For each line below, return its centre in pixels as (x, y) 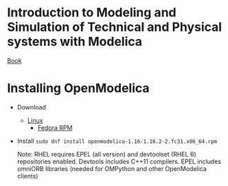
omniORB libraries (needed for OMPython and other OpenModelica (112, 168)
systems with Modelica (75, 42)
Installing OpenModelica (78, 89)
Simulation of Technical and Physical (114, 27)
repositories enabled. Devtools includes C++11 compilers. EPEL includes (119, 161)
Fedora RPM (55, 127)
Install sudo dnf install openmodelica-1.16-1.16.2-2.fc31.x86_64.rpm (117, 141)
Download (32, 107)
